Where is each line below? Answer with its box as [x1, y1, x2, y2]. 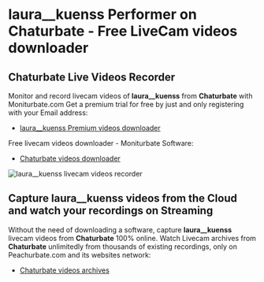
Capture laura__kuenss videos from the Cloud [8, 191, 238, 206]
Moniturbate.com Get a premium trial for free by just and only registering [8, 100, 244, 109]
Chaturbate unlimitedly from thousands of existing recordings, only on [8, 242, 238, 251]
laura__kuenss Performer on [8, 6, 197, 24]
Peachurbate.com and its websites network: [8, 250, 151, 259]
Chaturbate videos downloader [19, 154, 121, 163]
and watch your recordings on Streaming [8, 204, 214, 217]
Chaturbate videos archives [19, 265, 110, 275]
